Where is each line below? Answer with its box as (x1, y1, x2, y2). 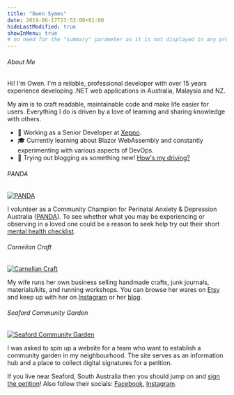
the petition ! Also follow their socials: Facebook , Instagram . (7, 379, 177, 387)
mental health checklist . (7, 227, 76, 235)
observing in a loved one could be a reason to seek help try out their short (7, 219, 220, 228)
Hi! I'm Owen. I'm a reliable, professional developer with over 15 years (7, 79, 208, 88)
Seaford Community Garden (7, 309, 88, 317)
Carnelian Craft (7, 243, 52, 251)
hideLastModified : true (7, 23, 77, 30)
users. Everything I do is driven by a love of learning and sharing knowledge (7, 107, 226, 116)
